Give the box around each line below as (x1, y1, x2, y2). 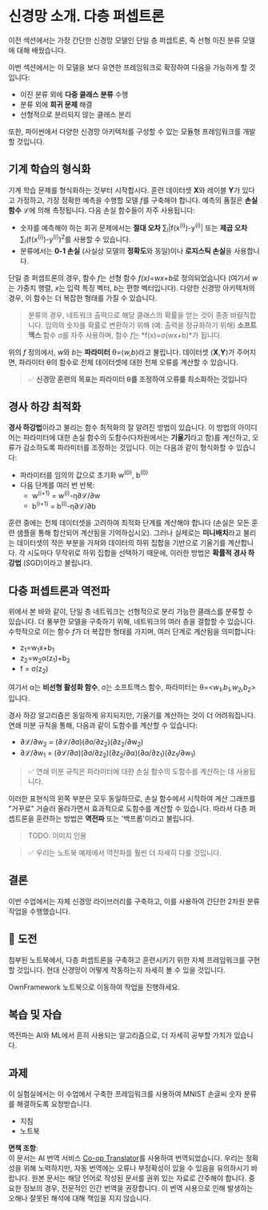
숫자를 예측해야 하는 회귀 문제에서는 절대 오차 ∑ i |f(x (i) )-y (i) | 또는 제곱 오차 (19, 221, 248, 234)
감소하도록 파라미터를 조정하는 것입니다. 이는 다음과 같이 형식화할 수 (22, 443, 234, 453)
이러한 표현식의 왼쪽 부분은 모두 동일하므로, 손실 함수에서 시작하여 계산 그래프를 (8, 794, 256, 803)
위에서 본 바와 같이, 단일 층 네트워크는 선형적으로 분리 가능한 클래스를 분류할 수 (8, 607, 254, 616)
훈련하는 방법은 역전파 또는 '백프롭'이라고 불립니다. (35, 814, 194, 823)
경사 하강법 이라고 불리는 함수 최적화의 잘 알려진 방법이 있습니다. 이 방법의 (8, 423, 236, 432)
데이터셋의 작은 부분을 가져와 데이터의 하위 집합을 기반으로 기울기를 (16, 538, 226, 548)
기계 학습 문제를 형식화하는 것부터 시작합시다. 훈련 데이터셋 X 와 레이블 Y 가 (8, 185, 241, 195)
